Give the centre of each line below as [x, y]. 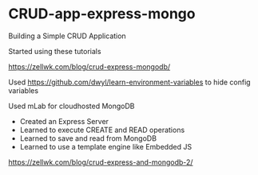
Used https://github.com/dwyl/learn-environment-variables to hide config [129, 82]
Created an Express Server [64, 121]
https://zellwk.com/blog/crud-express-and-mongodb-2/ [101, 162]
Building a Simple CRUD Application [67, 36]
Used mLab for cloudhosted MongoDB [71, 106]
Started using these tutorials [55, 51]
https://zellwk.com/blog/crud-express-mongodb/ [89, 66]
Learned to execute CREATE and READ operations [102, 130]
